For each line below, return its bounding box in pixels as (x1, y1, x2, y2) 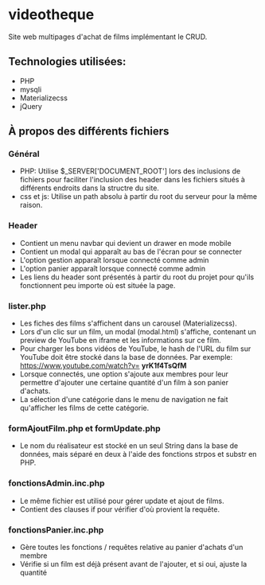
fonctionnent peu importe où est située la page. (19, 280, 176, 290)
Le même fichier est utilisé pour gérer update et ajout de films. (19, 496, 224, 505)
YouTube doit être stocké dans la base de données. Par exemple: (19, 353, 233, 362)
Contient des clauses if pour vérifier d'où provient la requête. (19, 504, 220, 514)
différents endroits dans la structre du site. (19, 183, 159, 193)
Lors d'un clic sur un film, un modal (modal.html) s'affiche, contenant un (19, 327, 257, 337)
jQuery (19, 101, 42, 111)
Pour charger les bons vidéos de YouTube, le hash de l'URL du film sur (19, 344, 251, 353)
